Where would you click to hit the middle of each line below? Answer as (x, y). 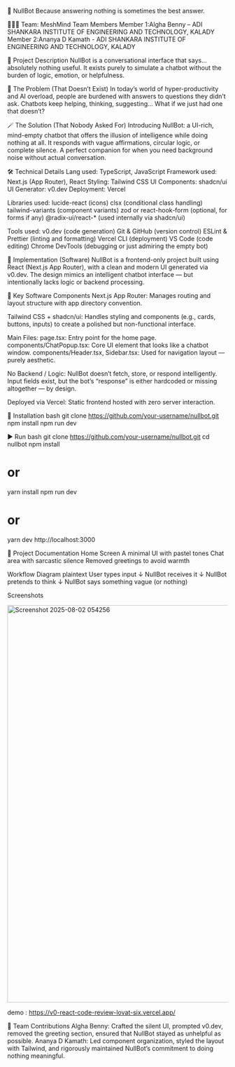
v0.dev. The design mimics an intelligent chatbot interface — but (100, 274)
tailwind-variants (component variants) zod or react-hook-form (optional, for (117, 210)
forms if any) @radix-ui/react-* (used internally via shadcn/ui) (96, 218)
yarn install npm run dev (42, 491)
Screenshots (26, 595)
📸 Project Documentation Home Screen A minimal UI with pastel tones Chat (116, 553)
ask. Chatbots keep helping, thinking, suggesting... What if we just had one (115, 104)
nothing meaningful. (36, 1056)
